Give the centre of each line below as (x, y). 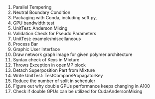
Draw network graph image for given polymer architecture (73, 54)
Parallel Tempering (32, 7)
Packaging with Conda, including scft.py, (55, 18)
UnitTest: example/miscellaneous (47, 39)
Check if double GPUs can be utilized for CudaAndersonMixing (77, 91)
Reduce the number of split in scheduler (54, 81)
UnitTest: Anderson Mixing (40, 28)
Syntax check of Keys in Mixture (46, 60)
